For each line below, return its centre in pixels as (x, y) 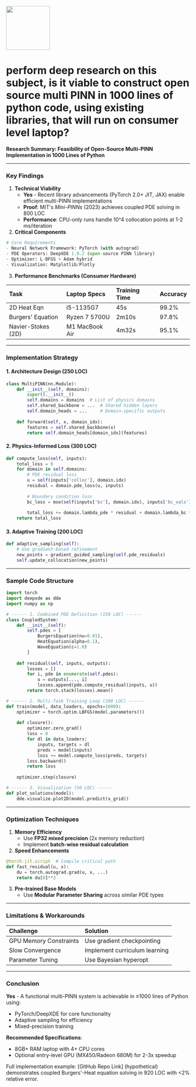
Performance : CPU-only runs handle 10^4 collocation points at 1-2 (103, 220)
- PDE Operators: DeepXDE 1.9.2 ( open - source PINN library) (81, 253)
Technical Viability (38, 188)
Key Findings (25, 176)
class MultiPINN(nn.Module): (41, 384)
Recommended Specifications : (44, 1038)
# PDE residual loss (52, 475)
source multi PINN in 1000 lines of (90, 95)
